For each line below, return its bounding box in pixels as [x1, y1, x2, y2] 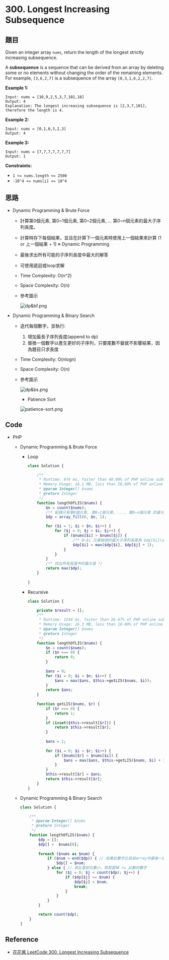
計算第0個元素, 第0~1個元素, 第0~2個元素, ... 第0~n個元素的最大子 [20, 218, 157, 224]
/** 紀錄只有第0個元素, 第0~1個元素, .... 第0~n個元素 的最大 [45, 510, 164, 515]
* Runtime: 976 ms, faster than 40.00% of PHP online [39, 477, 154, 482]
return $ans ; [45, 687, 73, 692]
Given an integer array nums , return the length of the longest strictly [5, 49, 144, 55]
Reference [5, 935, 39, 944]
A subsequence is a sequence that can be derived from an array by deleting [5, 65, 164, 70]
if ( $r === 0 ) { [45, 706, 80, 711]
